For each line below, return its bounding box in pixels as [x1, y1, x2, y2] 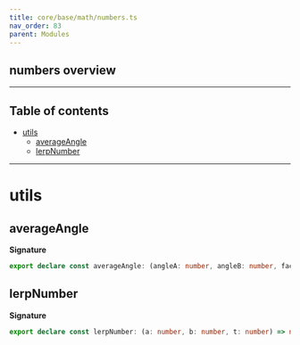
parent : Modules [9, 29, 70, 38]
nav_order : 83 [9, 21, 62, 30]
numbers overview [9, 62, 116, 78]
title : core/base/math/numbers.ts [9, 12, 138, 22]
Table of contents [9, 103, 109, 119]
